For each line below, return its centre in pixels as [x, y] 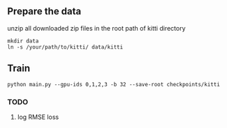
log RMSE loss [38, 117]
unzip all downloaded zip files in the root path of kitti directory [97, 28]
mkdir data [23, 41]
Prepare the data [44, 11]
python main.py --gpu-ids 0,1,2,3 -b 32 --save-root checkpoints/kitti [113, 84]
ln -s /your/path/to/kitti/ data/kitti [65, 47]
